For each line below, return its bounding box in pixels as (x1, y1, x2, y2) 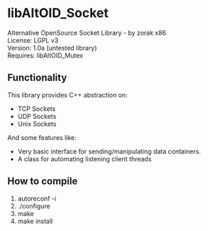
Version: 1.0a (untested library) (7, 43, 97, 52)
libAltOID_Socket (7, 5, 109, 21)
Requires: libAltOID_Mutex (7, 51, 84, 60)
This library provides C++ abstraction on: (7, 90, 128, 99)
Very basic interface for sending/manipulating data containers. (17, 147, 201, 156)
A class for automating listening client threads (17, 154, 152, 163)
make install (17, 217, 53, 225)
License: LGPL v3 (7, 36, 59, 44)
